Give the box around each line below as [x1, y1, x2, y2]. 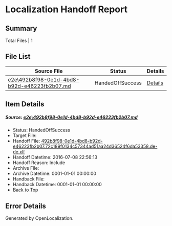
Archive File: [12, 165, 39, 171]
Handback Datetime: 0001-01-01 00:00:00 [12, 182, 102, 188]
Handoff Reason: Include [12, 160, 66, 166]
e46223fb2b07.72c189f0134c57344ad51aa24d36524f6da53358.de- [12, 143, 158, 149]
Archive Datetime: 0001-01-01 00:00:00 [12, 170, 96, 177]
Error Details [5, 201, 46, 210]
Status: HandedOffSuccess [12, 127, 71, 133]
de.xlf [12, 149, 25, 155]
